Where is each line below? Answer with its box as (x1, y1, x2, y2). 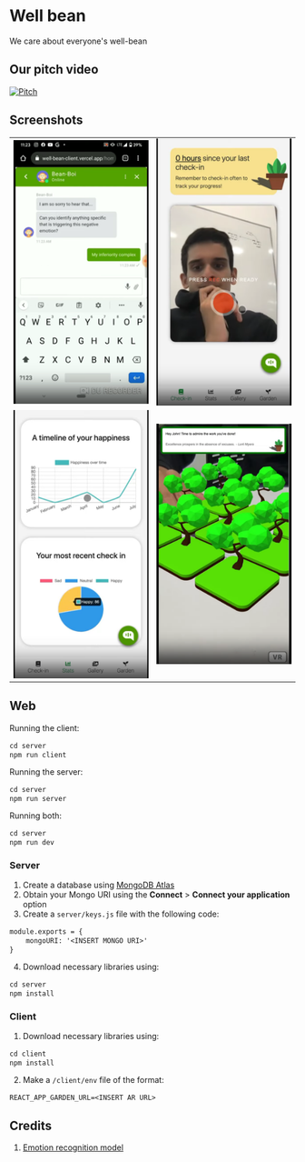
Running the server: (9, 766, 84, 777)
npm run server (9, 794, 67, 803)
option (22, 899, 47, 910)
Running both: (9, 810, 62, 821)
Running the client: (9, 722, 80, 733)
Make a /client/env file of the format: (22, 1075, 165, 1086)
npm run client (9, 750, 67, 759)
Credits (9, 1117, 53, 1133)
